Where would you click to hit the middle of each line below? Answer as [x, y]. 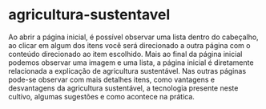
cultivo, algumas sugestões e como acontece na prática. [101, 96]
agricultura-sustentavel [89, 15]
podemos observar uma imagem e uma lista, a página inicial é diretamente [131, 63]
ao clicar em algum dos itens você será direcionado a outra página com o [129, 45]
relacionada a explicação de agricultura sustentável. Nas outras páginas [127, 71]
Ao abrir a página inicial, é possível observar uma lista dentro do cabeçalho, [133, 37]
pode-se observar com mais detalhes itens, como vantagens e [111, 79]
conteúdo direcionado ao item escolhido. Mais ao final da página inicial [125, 54]
